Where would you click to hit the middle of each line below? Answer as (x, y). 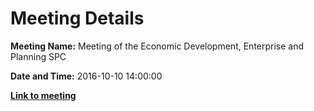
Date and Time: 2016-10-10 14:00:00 (86, 76)
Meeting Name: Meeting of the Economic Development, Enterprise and (157, 46)
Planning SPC (38, 56)
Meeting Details (77, 18)
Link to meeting (43, 95)
